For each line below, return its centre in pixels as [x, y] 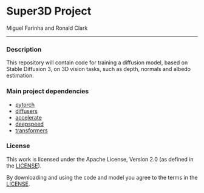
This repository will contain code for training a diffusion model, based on [97, 63]
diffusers [26, 111]
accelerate [29, 117]
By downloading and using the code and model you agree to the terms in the [102, 177]
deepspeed [29, 124]
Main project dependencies [48, 91]
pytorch [25, 104]
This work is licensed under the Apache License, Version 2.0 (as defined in [100, 159]
